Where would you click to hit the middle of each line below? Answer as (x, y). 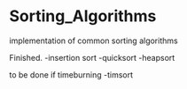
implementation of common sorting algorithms (94, 41)
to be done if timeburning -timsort (71, 74)
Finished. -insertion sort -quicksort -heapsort (92, 57)
